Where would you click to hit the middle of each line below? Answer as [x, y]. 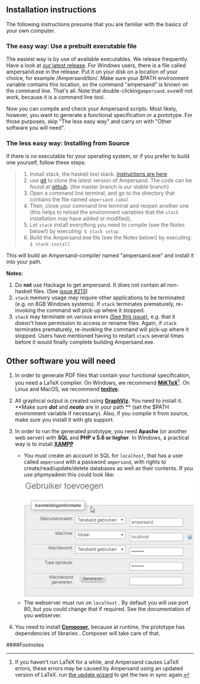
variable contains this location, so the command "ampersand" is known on [97, 85]
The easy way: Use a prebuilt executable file [71, 46]
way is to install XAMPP [44, 444]
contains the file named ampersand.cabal [79, 200]
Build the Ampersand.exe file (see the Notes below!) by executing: [111, 238]
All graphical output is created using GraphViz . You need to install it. [99, 400]
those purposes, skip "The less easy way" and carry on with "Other [89, 121]
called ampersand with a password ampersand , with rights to [95, 462]
